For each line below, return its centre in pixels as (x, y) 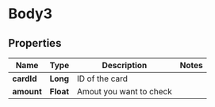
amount (27, 92)
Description (125, 65)
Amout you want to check (124, 92)
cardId (25, 78)
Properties (35, 43)
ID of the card (102, 78)
